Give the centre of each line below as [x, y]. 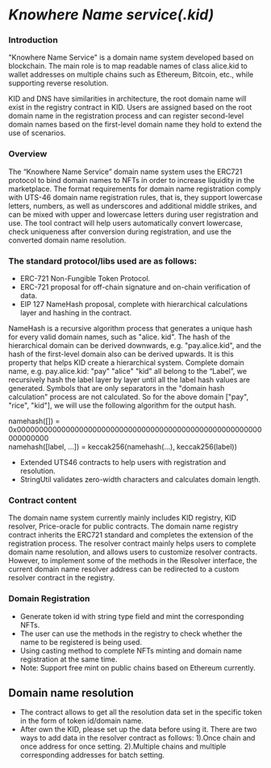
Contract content [43, 500]
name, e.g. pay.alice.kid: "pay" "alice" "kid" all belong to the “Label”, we [128, 372]
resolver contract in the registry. [62, 578]
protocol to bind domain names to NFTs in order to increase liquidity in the [131, 180]
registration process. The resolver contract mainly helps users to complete [132, 544]
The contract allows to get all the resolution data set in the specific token [141, 712]
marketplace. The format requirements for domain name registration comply [135, 189]
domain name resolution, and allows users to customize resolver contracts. [133, 552]
